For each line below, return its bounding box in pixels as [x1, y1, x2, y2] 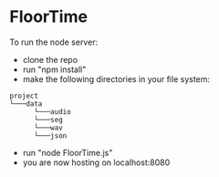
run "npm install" [22, 64, 87, 75]
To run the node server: [9, 36, 99, 47]
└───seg [33, 115, 64, 124]
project [9, 91, 39, 100]
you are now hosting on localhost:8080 [22, 157, 171, 168]
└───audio [33, 107, 71, 116]
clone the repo [22, 54, 78, 65]
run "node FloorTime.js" [22, 147, 113, 158]
